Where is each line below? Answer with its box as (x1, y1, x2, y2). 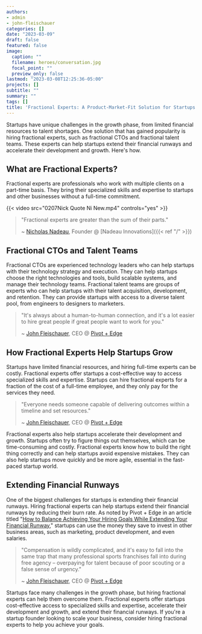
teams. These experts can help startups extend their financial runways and (6, 140, 192, 147)
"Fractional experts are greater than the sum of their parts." (21, 216, 169, 223)
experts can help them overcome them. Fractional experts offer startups (6, 595, 185, 603)
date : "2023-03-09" (6, 31, 55, 37)
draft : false (6, 37, 39, 43)
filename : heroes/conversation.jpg (11, 59, 101, 65)
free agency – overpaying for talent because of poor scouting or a (21, 559, 185, 566)
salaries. (6, 534, 27, 542)
